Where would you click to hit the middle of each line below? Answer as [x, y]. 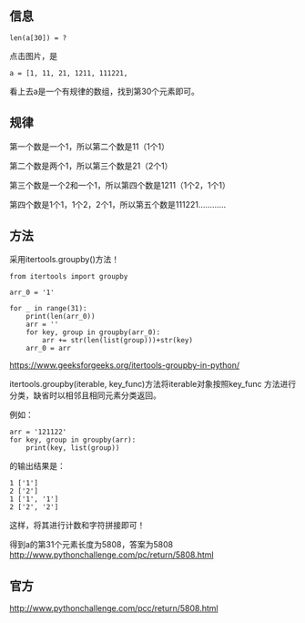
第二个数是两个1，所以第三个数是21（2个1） [91, 166]
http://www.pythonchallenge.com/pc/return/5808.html [112, 555]
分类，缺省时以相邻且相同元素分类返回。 [85, 395]
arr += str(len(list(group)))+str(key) [118, 341]
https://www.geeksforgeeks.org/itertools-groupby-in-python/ [125, 365]
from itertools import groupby [69, 277]
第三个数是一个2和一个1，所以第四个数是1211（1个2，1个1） [120, 185]
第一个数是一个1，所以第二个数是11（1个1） [90, 146]
